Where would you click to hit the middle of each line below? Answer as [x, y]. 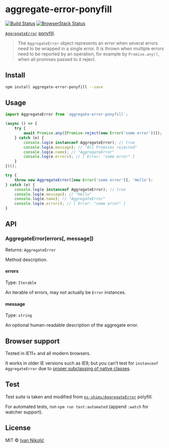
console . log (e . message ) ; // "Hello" [53, 194]
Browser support [32, 341]
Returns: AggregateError [31, 249]
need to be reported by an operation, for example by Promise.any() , [89, 54]
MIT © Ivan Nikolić [25, 440]
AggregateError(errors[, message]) [49, 239]
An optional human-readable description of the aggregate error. [72, 325]
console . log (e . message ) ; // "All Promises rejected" [80, 147]
